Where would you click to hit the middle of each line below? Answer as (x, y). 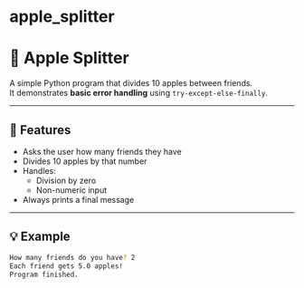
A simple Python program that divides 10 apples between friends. (131, 83)
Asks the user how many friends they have (102, 151)
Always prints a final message (78, 199)
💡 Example (40, 237)
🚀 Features (40, 130)
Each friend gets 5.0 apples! (66, 266)
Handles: (39, 170)
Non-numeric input (71, 190)
